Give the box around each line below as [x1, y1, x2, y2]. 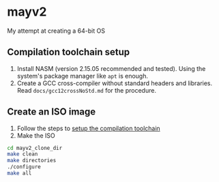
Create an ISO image [7, 106, 96, 118]
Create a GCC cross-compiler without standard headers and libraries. [16, 79, 213, 87]
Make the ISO [16, 131, 56, 140]
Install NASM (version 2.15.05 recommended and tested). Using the [16, 64, 206, 72]
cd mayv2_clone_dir [7, 145, 63, 151]
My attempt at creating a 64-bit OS [7, 27, 106, 35]
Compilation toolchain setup [7, 46, 130, 58]
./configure [7, 164, 41, 170]
